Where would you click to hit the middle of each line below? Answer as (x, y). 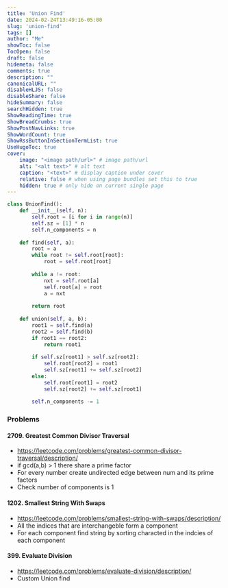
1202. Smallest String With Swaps (56, 503)
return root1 (62, 344)
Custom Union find (43, 578)
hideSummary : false (35, 103)
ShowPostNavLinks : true (41, 128)
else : (40, 376)
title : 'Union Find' (37, 13)
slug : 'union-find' (35, 26)
